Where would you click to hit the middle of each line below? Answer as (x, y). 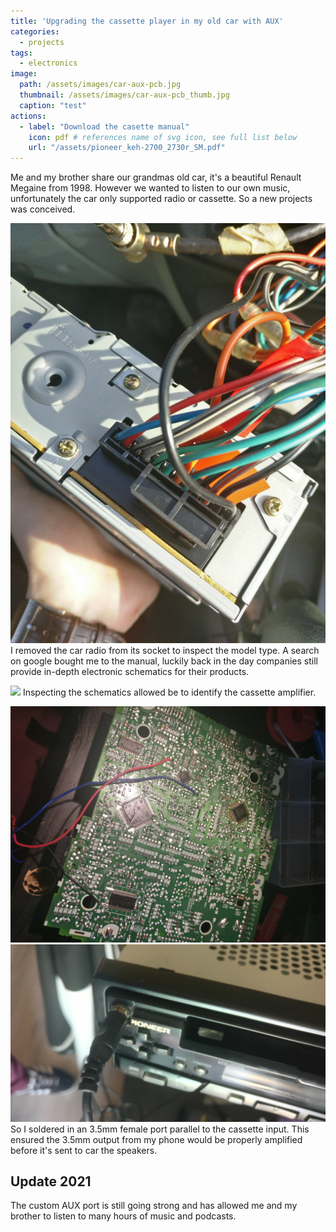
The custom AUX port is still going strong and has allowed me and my (154, 1206)
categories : (35, 31)
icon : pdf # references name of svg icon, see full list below (163, 137)
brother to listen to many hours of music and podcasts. (123, 1216)
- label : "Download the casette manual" (104, 126)
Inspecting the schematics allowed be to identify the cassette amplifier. (169, 692)
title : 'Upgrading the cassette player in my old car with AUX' (147, 21)
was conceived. (43, 209)
